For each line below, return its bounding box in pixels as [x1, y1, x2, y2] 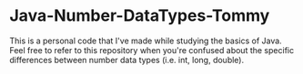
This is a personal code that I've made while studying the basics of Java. [9, 35, 282, 46]
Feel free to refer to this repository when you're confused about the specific [9, 44, 294, 55]
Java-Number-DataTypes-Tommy [9, 5, 270, 26]
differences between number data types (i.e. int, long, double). [9, 54, 245, 65]
